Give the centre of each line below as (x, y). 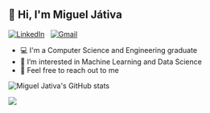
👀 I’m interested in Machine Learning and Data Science (111, 62)
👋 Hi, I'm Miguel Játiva (65, 15)
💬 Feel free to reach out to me (69, 70)
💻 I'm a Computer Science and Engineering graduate (109, 50)
